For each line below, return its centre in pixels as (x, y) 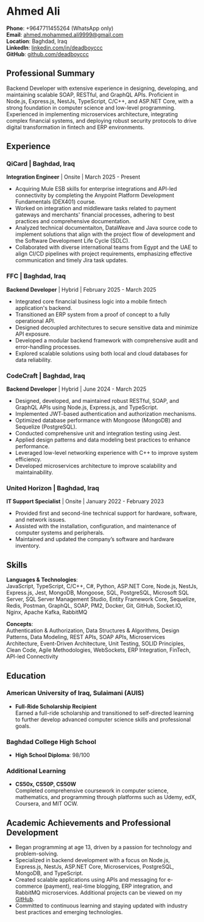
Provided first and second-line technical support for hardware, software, (106, 513)
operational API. (35, 321)
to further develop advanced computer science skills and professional (103, 719)
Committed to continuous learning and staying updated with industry (101, 905)
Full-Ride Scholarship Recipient (56, 706)
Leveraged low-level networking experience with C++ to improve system (106, 453)
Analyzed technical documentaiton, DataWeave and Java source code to (106, 228)
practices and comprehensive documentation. (73, 221)
